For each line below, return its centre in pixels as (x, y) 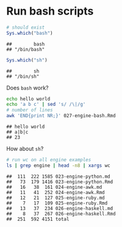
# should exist (26, 27)
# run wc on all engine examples (49, 160)
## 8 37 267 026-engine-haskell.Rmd (61, 214)
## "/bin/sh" (23, 76)
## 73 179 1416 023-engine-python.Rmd (60, 182)
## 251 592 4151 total (38, 219)
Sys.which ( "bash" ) (30, 33)
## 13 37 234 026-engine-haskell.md (60, 208)
